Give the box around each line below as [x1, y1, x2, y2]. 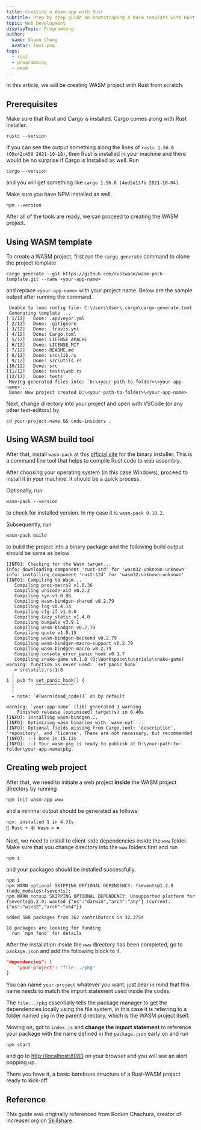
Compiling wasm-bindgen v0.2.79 [14, 624, 96, 631]
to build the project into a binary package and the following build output [6, 543, 184, 550]
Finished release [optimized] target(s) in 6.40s [17, 709, 144, 715]
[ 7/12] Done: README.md [6, 347, 74, 353]
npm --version [6, 202, 42, 208]
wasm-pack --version [6, 498, 58, 504]
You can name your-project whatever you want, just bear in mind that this [6, 981, 190, 988]
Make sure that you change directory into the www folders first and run [6, 843, 178, 850]
